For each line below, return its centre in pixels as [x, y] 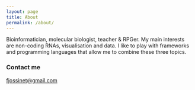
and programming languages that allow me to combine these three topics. [96, 52]
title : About [22, 17]
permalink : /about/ [30, 22]
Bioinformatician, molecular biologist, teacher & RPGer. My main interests [95, 40]
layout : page [22, 12]
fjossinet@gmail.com [32, 80]
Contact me [23, 67]
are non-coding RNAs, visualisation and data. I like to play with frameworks [98, 46]
